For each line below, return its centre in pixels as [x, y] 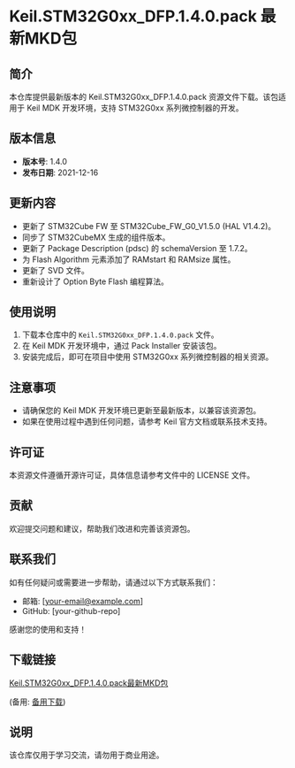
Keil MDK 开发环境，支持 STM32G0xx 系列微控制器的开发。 [135, 108]
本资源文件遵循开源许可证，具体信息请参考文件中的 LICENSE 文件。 [132, 475]
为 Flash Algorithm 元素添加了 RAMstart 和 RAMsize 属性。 [129, 259]
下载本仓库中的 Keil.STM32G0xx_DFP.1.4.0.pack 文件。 [120, 334]
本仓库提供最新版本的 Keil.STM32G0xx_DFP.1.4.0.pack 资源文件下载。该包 [144, 97]
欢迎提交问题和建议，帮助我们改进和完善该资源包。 [102, 528]
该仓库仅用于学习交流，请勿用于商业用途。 [87, 755]
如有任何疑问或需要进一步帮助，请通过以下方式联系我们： [113, 582]
